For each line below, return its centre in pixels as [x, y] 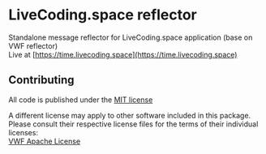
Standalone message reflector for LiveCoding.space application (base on [131, 37]
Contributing [41, 80]
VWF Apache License [45, 141]
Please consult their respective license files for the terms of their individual [133, 124]
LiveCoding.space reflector [103, 15]
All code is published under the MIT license [81, 100]
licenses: [24, 132]
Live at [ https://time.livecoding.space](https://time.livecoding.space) [123, 54]
